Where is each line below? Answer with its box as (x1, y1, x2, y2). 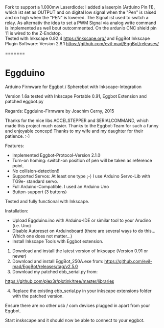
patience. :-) (5, 133, 30, 139)
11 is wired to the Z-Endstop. (5, 30, 62, 36)
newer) (12, 253, 27, 259)
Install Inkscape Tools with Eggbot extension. (12, 238, 104, 244)
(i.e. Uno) (12, 222, 31, 228)
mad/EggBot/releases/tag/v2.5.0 (12, 263, 78, 269)
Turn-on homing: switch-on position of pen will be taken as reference (12, 157, 153, 163)
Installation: (5, 208, 28, 213)
